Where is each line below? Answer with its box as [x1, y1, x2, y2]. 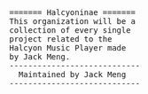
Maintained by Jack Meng [18, 70, 127, 79]
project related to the [9, 35, 113, 43]
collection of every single [9, 26, 131, 35]
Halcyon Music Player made [9, 43, 127, 52]
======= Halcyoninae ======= [9, 8, 136, 17]
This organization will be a [9, 17, 136, 26]
